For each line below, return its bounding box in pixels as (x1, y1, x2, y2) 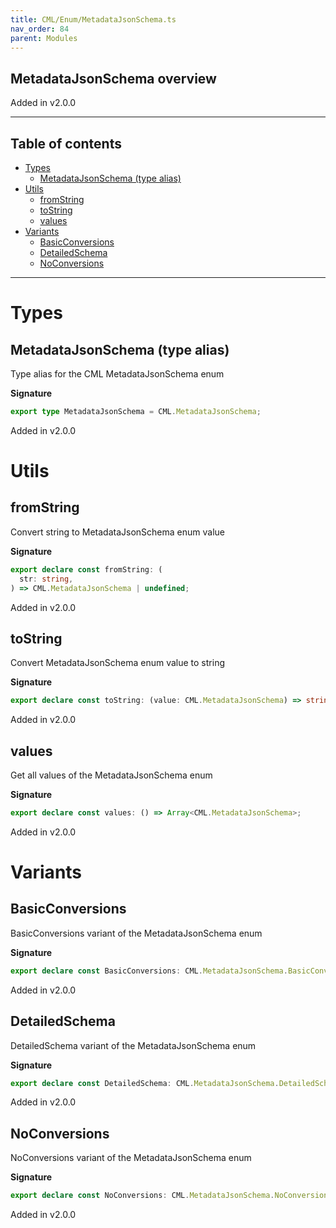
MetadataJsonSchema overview (10, 70, 217, 87)
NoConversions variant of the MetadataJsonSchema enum (10, 1152, 252, 1164)
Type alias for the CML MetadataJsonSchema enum (10, 368, 225, 380)
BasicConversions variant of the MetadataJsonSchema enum (10, 927, 263, 939)
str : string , (19, 574, 74, 584)
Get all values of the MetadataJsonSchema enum (10, 769, 213, 781)
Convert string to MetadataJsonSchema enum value (10, 526, 225, 538)
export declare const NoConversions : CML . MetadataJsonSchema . (10, 1191, 275, 1201)
